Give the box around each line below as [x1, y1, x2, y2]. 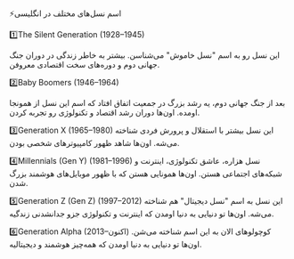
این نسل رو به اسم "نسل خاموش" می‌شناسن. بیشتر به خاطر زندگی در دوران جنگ [9, 50, 281, 61]
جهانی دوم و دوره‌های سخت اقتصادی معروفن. [9, 60, 160, 69]
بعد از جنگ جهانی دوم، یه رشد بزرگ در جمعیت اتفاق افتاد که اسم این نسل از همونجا [9, 98, 286, 108]
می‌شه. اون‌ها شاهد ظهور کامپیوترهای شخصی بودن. [9, 138, 180, 148]
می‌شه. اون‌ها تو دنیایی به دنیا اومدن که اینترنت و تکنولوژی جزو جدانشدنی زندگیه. [9, 208, 274, 219]
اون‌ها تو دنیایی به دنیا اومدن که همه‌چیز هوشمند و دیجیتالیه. [9, 239, 202, 249]
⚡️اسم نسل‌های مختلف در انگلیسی [9, 8, 122, 19]
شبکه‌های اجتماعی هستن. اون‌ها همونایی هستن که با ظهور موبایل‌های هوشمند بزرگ [9, 168, 282, 179]
